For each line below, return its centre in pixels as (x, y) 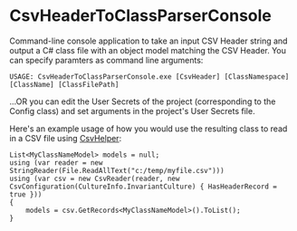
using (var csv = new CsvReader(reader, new (95, 178)
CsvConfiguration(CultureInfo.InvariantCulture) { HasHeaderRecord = (144, 187)
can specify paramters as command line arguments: (106, 60)
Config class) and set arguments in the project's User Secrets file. (132, 111)
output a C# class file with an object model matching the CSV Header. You (148, 50)
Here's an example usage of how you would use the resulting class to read (148, 129)
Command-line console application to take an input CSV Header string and (148, 41)
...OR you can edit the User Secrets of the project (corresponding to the (143, 101)
